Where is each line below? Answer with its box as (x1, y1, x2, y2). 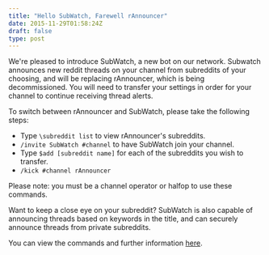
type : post (8, 34, 45, 43)
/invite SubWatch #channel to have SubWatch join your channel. (19, 139, 234, 150)
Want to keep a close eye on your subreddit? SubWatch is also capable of (8, 206, 253, 215)
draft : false (8, 27, 53, 35)
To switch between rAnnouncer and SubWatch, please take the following (8, 107, 250, 117)
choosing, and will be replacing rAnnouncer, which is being (8, 74, 205, 83)
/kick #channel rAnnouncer (19, 167, 111, 175)
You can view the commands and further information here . (8, 238, 204, 248)
